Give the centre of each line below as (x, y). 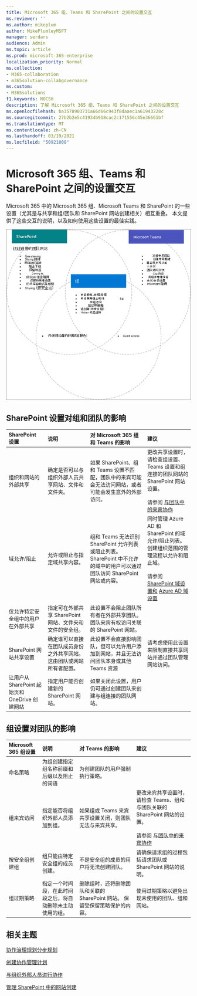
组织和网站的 (24, 477)
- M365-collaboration (33, 74)
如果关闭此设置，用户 (116, 681)
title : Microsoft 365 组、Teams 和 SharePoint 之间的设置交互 (79, 12)
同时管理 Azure (165, 519)
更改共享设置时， (168, 452)
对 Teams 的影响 (99, 748)
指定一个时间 (57, 883)
